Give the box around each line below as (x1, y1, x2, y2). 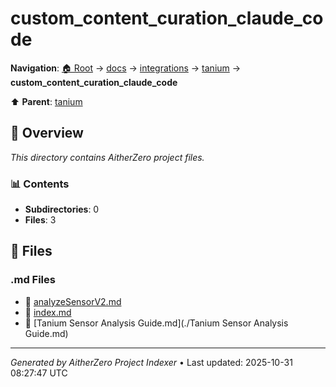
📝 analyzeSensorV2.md (24, 295, 122, 307)
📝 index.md (24, 306, 72, 318)
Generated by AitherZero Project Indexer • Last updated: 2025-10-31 (10, 356, 293, 368)
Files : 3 (24, 214, 57, 226)
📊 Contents (10, 177, 70, 191)
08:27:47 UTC (10, 367, 68, 379)
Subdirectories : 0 (24, 203, 100, 216)
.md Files (10, 273, 56, 287)
